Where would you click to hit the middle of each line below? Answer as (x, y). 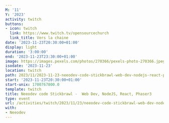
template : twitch (23, 89)
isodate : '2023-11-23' (29, 66)
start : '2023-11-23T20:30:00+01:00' (44, 80)
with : (11, 108)
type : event (18, 98)
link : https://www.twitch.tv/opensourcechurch (59, 33)
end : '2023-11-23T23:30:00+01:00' (41, 56)
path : (11, 75)
